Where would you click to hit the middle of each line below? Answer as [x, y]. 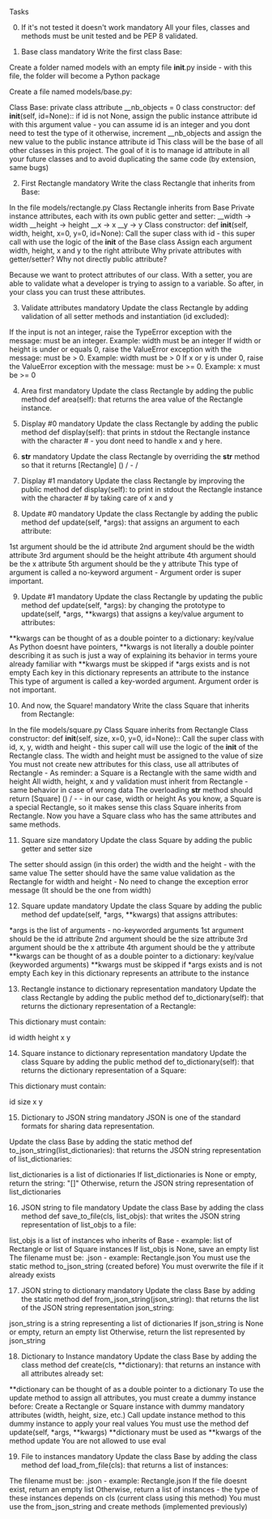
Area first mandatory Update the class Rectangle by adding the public [137, 391]
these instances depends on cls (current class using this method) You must [135, 1498]
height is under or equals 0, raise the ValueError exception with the [121, 349]
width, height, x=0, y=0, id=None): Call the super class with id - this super [132, 233]
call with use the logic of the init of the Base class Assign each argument [131, 242]
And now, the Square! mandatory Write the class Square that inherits [135, 705]
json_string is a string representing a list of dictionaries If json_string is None [136, 1323]
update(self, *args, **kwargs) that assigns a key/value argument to [132, 614]
